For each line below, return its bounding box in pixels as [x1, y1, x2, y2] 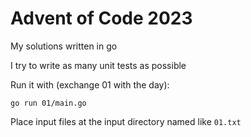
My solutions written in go [10, 40, 118, 52]
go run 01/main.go [10, 98, 87, 108]
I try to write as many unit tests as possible [10, 59, 187, 71]
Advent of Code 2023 [10, 7, 193, 30]
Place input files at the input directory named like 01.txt [10, 115, 242, 127]
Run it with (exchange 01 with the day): [10, 78, 170, 91]
